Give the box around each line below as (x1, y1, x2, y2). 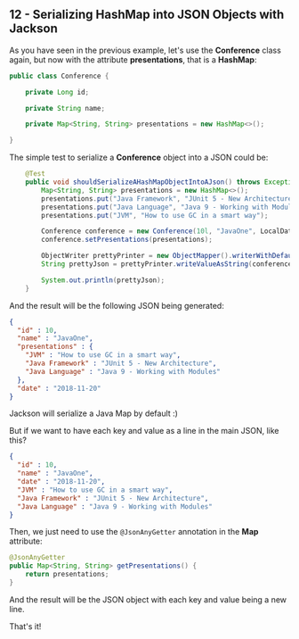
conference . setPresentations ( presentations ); (41, 236, 214, 245)
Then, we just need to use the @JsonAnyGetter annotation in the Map (9, 527, 259, 537)
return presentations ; (25, 570, 109, 579)
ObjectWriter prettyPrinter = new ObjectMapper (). (41, 252, 233, 261)
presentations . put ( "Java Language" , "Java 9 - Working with (41, 203, 269, 212)
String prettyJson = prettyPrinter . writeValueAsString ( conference (41, 260, 293, 269)
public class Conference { (9, 71, 109, 80)
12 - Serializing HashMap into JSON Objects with (9, 7, 285, 22)
